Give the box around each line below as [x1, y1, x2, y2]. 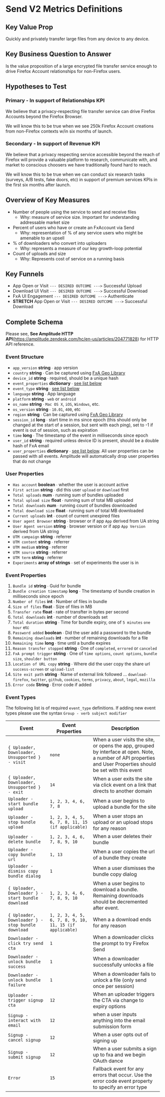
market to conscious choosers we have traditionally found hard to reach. [5, 162, 152, 167]
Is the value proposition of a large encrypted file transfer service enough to [5, 63, 157, 69]
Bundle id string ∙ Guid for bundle [12, 583, 81, 589]
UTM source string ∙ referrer [12, 549, 68, 555]
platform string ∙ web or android [12, 396, 76, 402]
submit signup [8, 1054, 41, 1060]
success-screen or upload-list [12, 666, 75, 672]
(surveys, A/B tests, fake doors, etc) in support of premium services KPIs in [5, 176, 158, 182]
